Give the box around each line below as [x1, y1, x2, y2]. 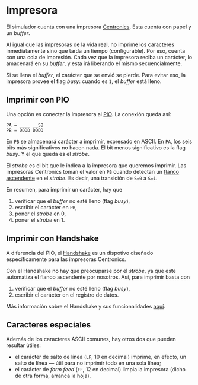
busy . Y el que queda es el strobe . [6, 150, 90, 157]
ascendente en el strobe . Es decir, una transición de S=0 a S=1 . [6, 174, 158, 182]
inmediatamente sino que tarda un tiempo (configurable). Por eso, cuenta [6, 47, 186, 54]
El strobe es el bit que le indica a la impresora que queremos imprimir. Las [6, 161, 187, 169]
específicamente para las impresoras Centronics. [6, 256, 126, 263]
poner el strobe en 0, [14, 210, 66, 217]
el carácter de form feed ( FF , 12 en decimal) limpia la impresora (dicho [14, 366, 186, 373]
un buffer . [6, 29, 31, 36]
